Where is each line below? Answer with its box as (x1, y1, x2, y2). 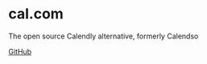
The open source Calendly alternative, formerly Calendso (8, 31, 199, 41)
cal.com (8, 5, 64, 23)
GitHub (8, 46, 32, 56)
